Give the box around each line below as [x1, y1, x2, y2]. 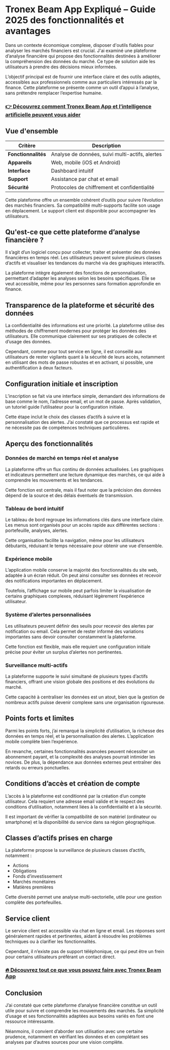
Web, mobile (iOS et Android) [51, 159, 121, 166]
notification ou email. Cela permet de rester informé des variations [5, 628, 144, 634]
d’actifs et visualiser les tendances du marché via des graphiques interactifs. [5, 260, 165, 266]
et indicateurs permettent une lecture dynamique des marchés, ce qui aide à [5, 471, 165, 477]
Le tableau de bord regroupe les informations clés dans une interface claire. [5, 517, 164, 523]
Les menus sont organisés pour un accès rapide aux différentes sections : [5, 522, 160, 528]
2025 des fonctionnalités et [5, 14, 124, 26]
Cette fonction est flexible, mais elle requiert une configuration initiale [5, 643, 151, 650]
